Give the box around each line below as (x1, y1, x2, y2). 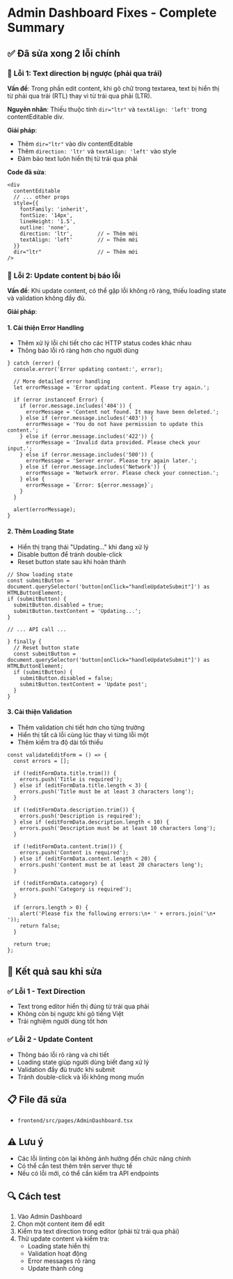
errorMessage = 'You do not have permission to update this (25, 421, 204, 428)
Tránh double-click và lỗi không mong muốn (17, 1073, 145, 1081)
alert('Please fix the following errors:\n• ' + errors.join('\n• (19, 910, 216, 917)
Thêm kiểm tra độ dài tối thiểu (17, 738, 104, 746)
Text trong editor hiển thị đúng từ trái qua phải (17, 1002, 150, 1011)
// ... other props (13, 193, 70, 200)
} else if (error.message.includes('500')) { (19, 451, 154, 458)
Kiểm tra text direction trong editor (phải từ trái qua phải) (17, 1227, 179, 1236)
